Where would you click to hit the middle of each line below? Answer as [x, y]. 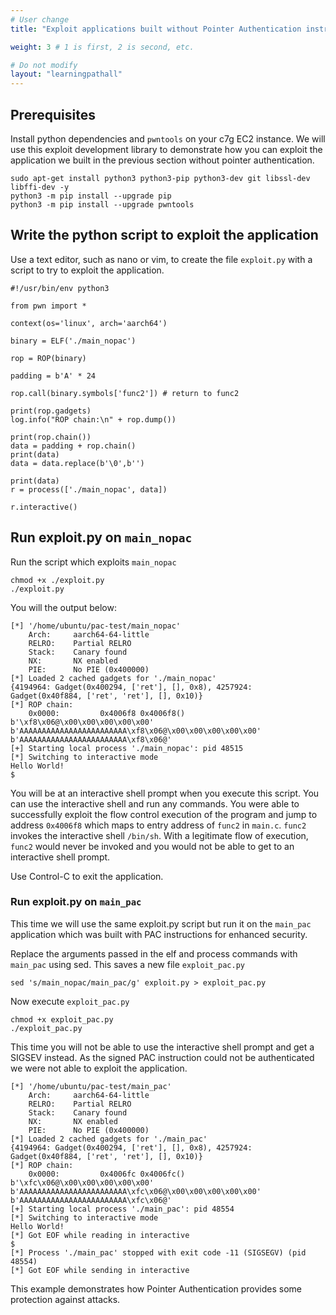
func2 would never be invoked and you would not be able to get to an [152, 846]
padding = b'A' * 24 [53, 376]
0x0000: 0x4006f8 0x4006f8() [107, 713]
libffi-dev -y [40, 187]
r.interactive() [44, 507]
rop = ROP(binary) [48, 358]
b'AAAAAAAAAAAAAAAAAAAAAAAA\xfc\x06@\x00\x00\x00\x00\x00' [136, 1191]
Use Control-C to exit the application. [87, 876]
